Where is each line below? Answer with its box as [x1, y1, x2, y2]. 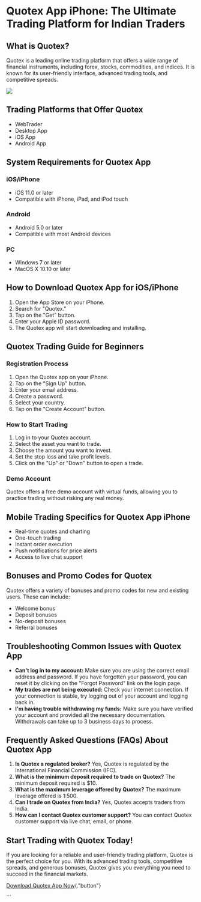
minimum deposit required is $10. [14, 779, 97, 787]
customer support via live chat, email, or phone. [14, 818, 133, 825]
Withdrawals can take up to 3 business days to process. [14, 718, 154, 725]
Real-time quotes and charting [14, 528, 91, 535]
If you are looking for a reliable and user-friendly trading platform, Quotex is [6, 852, 193, 859]
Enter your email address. [14, 386, 79, 393]
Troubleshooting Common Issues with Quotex [6, 641, 182, 651]
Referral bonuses [14, 624, 58, 631]
